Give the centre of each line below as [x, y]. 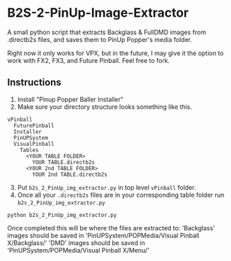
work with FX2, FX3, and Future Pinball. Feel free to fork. [89, 60]
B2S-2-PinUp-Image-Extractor [98, 13]
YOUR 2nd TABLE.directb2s [70, 174]
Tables [29, 150]
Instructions [34, 83]
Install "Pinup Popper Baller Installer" [70, 99]
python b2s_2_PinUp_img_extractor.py [62, 215]
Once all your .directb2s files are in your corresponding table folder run [121, 195]
